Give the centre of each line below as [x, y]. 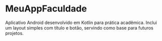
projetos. [14, 33]
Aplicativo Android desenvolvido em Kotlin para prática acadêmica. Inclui [81, 22]
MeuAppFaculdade [46, 9]
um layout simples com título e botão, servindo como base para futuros [79, 27]
